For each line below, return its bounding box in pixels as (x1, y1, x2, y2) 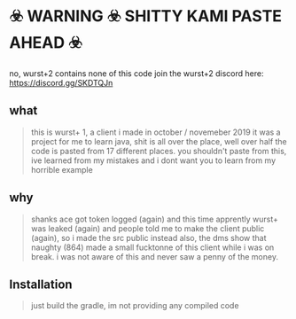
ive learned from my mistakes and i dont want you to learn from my (30, 155, 277, 166)
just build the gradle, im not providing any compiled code (30, 300, 239, 311)
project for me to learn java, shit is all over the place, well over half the (30, 136, 288, 146)
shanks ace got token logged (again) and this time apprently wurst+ (30, 214, 279, 224)
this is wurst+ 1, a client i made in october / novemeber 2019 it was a (30, 127, 281, 137)
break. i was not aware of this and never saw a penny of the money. (30, 251, 279, 261)
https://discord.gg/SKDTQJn (9, 77, 113, 88)
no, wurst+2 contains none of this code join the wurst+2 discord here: (9, 67, 264, 79)
